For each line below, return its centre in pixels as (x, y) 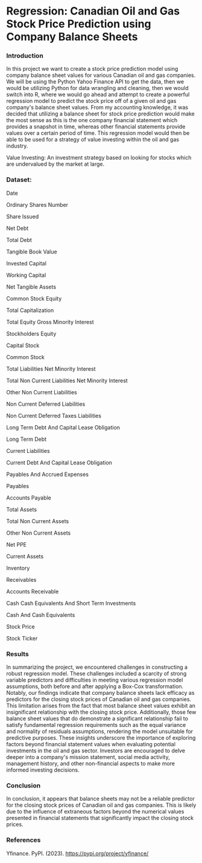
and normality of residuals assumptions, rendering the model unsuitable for (100, 731)
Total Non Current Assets (38, 521)
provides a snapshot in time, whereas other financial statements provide (96, 127)
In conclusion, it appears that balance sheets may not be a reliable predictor (100, 799)
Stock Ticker (22, 638)
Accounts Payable (29, 498)
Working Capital (26, 275)
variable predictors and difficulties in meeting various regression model (95, 680)
